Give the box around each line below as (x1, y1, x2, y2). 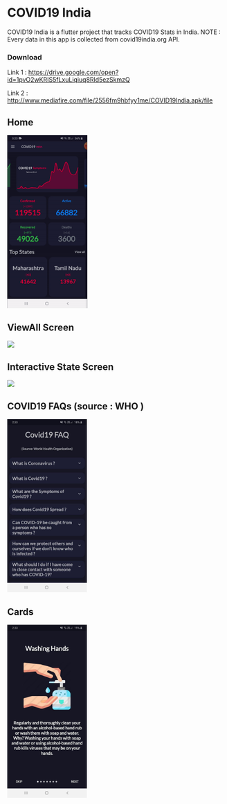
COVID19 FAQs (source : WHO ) (7, 400, 144, 413)
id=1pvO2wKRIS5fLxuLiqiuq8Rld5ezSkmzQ (7, 75, 130, 84)
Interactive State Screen (7, 361, 114, 373)
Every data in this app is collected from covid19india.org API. (7, 35, 180, 43)
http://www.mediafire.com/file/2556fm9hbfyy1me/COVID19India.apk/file (7, 96, 213, 105)
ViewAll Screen (7, 322, 75, 334)
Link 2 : (7, 89, 28, 98)
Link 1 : (7, 68, 27, 77)
